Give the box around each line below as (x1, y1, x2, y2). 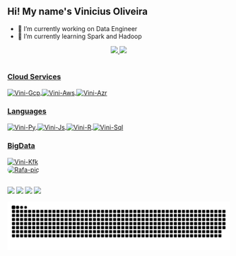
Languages (7, 106, 47, 116)
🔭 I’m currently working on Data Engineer (17, 24, 138, 33)
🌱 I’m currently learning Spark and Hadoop (17, 32, 143, 40)
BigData (7, 141, 35, 151)
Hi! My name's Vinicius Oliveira (7, 6, 148, 18)
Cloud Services (7, 71, 61, 81)
